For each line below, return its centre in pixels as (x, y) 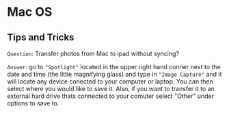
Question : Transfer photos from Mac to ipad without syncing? (93, 53)
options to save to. (33, 103)
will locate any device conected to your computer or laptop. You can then (110, 81)
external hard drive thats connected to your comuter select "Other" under (110, 96)
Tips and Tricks (41, 37)
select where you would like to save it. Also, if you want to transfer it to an (111, 89)
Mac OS (30, 12)
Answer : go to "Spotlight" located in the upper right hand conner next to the (114, 67)
